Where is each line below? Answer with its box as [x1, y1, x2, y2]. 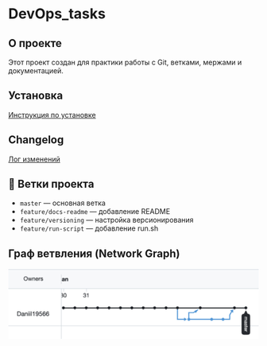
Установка [8, 89, 64, 103]
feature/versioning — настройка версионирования [19, 216, 194, 225]
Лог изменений [8, 154, 61, 164]
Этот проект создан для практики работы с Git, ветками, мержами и [8, 57, 242, 67]
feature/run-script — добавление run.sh [19, 224, 159, 233]
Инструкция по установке [8, 110, 97, 119]
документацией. [8, 66, 64, 76]
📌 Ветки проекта [8, 177, 95, 191]
